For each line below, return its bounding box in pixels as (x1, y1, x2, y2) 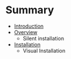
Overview (13, 28, 38, 35)
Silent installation (22, 35, 65, 42)
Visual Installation (22, 47, 66, 54)
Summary (5, 3, 54, 17)
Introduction (13, 23, 44, 30)
